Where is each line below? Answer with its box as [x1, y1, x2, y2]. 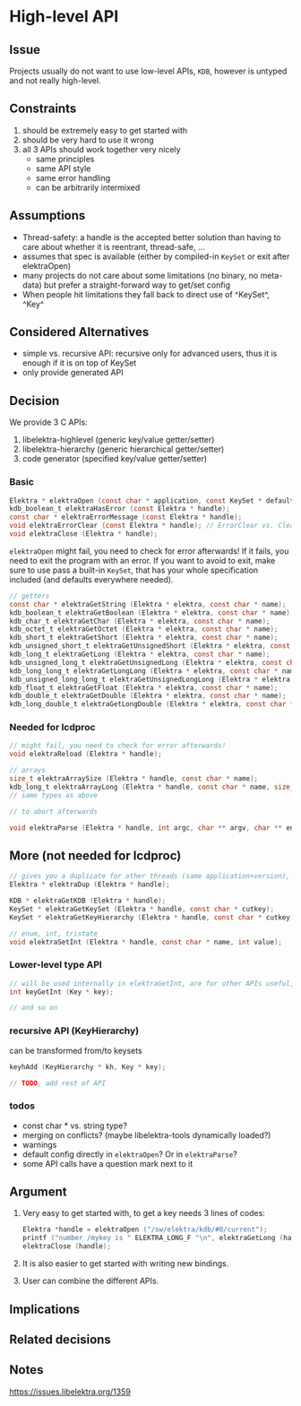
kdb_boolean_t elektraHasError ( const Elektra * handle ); [9, 505, 230, 513]
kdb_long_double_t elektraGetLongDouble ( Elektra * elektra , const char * [9, 700, 295, 709]
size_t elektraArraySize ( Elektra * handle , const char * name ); [9, 774, 258, 783]
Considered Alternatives [9, 324, 150, 340]
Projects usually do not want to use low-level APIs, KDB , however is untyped [9, 65, 288, 76]
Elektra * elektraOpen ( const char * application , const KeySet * [9, 496, 262, 505]
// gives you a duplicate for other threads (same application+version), [9, 872, 291, 881]
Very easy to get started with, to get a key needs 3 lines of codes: [21, 1208, 266, 1219]
